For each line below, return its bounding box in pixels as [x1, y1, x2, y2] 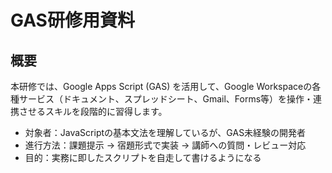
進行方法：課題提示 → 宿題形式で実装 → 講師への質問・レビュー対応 [24, 139, 307, 151]
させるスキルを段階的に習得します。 [18, 106, 168, 117]
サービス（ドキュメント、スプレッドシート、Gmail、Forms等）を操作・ [18, 93, 314, 105]
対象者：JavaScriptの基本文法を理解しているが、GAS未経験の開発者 [24, 127, 307, 138]
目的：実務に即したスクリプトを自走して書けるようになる [24, 152, 262, 163]
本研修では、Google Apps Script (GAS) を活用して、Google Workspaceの [10, 81, 313, 92]
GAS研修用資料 [10, 9, 135, 32]
